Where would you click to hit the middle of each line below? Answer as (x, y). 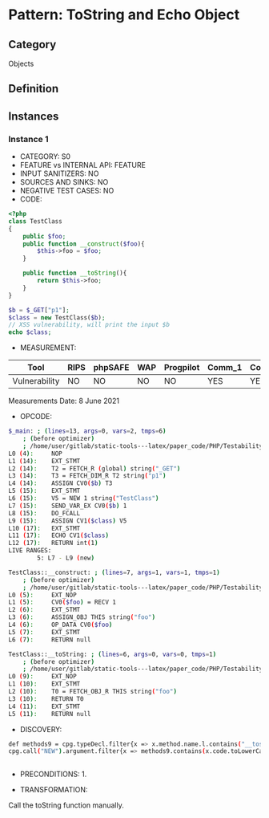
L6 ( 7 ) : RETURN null (50, 640)
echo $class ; (30, 332)
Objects (21, 63)
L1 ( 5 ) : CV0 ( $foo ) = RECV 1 (62, 602)
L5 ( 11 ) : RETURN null (50, 714)
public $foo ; (44, 236)
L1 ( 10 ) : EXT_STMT (44, 684)
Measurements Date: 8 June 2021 (64, 401)
